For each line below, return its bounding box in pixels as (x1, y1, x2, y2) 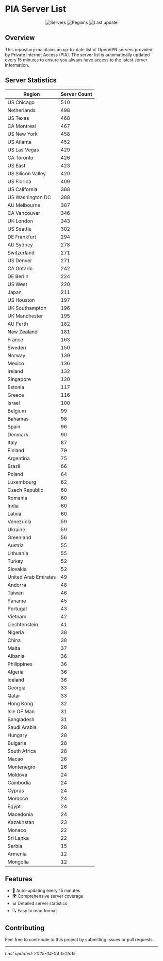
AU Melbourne (7, 202, 41, 208)
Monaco (7, 827, 27, 833)
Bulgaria (7, 739, 27, 746)
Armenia (7, 850, 27, 857)
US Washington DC (7, 194, 51, 201)
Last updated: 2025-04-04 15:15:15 (5, 951, 76, 957)
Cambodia (7, 779, 31, 786)
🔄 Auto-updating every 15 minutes (12, 887, 81, 894)
